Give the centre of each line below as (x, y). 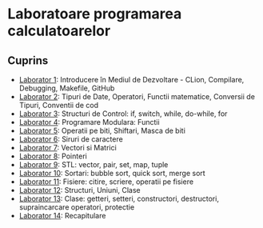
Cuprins (28, 60)
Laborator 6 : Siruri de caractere (71, 139)
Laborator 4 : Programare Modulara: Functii (90, 122)
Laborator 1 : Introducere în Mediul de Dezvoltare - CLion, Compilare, (131, 80)
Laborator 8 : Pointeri (53, 156)
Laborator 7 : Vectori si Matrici (68, 148)
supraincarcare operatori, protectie (77, 207)
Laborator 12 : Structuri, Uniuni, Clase (80, 190)
